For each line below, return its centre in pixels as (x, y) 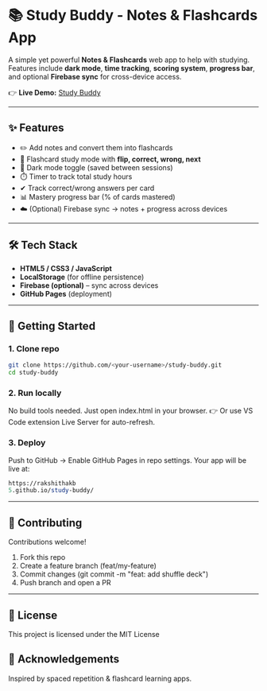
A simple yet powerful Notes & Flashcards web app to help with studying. (129, 60)
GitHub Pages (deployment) (66, 293)
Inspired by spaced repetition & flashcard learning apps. (100, 678)
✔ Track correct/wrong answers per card (87, 188)
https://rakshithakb (43, 483)
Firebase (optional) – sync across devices (89, 285)
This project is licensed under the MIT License (84, 634)
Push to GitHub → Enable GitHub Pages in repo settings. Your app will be (128, 460)
